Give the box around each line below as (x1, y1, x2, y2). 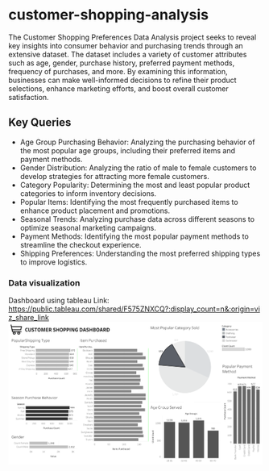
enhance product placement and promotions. (19, 206, 171, 215)
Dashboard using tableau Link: (8, 296, 110, 306)
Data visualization (8, 277, 81, 288)
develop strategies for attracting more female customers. (19, 171, 209, 181)
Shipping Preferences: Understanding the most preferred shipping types (19, 248, 261, 258)
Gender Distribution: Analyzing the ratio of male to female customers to (19, 163, 257, 173)
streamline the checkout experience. (19, 240, 142, 249)
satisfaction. (8, 92, 50, 102)
